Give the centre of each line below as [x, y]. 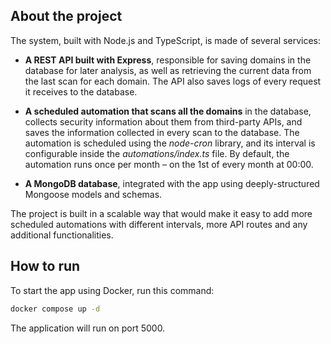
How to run [45, 266]
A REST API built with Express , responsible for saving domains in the [168, 60]
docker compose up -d [55, 309]
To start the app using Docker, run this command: [112, 290]
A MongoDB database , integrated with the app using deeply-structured [172, 183]
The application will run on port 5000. [88, 328]
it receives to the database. [81, 91]
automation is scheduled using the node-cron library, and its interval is [170, 143]
